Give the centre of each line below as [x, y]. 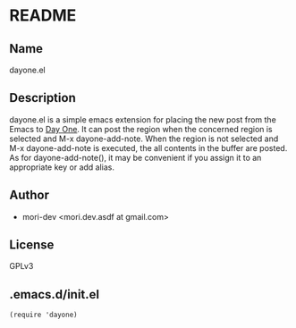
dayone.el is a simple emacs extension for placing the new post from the [143, 119]
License [32, 245]
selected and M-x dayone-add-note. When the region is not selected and [144, 139]
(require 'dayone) [43, 315]
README [43, 16]
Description [42, 98]
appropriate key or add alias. [62, 167]
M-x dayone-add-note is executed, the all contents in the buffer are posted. [148, 147]
